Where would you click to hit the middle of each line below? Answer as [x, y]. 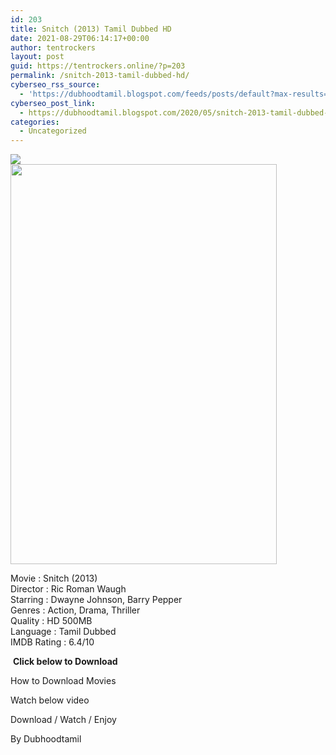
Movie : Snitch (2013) [54, 578]
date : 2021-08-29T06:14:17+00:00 [80, 38]
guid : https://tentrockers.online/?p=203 [98, 66]
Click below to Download [65, 662]
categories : [35, 122]
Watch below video [50, 700]
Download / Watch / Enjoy [63, 720]
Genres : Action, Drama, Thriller [75, 610]
